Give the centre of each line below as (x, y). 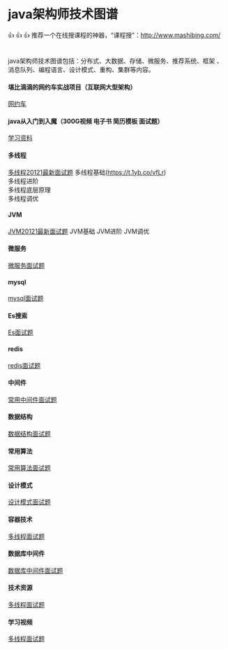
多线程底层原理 (29, 190)
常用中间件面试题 (32, 399)
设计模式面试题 (29, 502)
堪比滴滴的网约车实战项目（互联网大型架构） (72, 87)
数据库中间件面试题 (36, 570)
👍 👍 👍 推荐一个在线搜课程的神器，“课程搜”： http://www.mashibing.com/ (114, 35)
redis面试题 (24, 365)
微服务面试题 (26, 265)
